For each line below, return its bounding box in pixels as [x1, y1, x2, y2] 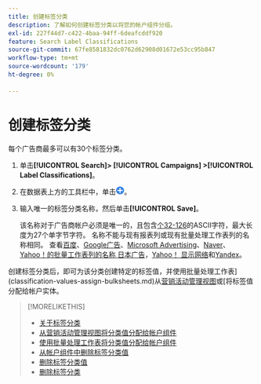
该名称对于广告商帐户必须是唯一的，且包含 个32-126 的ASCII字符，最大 [19, 220, 246, 229]
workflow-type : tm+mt [8, 54, 79, 62]
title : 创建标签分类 [8, 13, 68, 20]
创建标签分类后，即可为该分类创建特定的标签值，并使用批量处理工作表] [8, 266, 237, 276]
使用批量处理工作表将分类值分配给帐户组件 [38, 338, 177, 347]
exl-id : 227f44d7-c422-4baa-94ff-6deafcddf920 [8, 29, 163, 37]
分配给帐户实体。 [8, 286, 63, 295]
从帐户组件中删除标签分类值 [38, 347, 129, 357]
